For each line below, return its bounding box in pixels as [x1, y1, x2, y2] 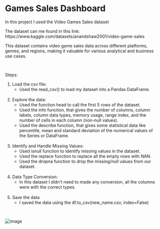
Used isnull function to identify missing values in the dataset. [19, 148, 141, 154]
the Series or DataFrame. [19, 133, 69, 138]
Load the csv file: [12, 81, 47, 87]
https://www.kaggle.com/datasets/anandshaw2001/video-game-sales [5, 33, 145, 39]
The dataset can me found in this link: [5, 28, 80, 34]
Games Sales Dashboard [5, 3, 106, 14]
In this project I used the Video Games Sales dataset [5, 19, 109, 25]
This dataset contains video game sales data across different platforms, [5, 43, 148, 48]
